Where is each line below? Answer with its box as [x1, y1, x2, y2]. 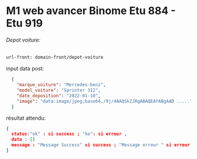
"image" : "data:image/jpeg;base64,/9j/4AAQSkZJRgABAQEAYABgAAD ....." [16, 98, 193, 104]
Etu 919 [6, 16, 43, 30]
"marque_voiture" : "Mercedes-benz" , [16, 82, 107, 88]
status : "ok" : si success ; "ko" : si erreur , [11, 131, 127, 137]
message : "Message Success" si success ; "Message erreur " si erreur [11, 142, 191, 148]
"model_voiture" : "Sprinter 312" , [16, 87, 101, 93]
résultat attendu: [6, 114, 46, 121]
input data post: [6, 65, 44, 72]
